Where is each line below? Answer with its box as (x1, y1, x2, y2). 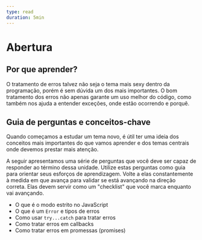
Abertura (6, 40, 53, 54)
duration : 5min (6, 14, 45, 21)
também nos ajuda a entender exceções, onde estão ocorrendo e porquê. (6, 99, 190, 107)
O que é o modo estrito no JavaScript (14, 201, 109, 209)
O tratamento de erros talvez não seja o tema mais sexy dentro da (6, 80, 170, 87)
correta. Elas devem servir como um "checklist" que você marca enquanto (6, 183, 191, 191)
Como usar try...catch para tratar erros (14, 214, 116, 221)
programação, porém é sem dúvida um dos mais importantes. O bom (6, 87, 178, 94)
